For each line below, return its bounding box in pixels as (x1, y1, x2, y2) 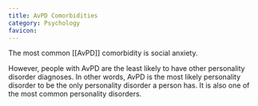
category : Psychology (8, 19, 81, 27)
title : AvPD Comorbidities (8, 11, 98, 20)
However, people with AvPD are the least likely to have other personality (8, 64, 245, 73)
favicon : (8, 26, 38, 34)
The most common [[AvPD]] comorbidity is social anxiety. (8, 49, 198, 58)
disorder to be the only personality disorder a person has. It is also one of (8, 80, 250, 90)
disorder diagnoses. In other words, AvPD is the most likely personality (8, 73, 241, 82)
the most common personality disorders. (8, 89, 142, 99)
